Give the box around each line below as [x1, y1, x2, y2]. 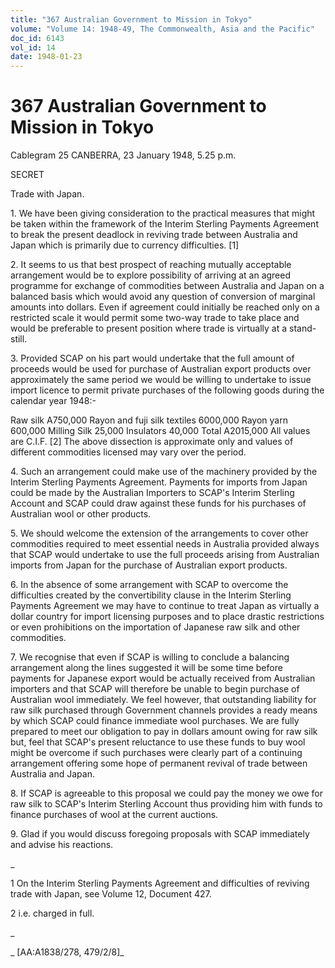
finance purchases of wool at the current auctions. [10, 809, 219, 821]
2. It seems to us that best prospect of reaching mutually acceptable [10, 259, 292, 271]
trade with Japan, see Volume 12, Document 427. [10, 888, 212, 900]
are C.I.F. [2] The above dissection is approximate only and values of [10, 436, 294, 448]
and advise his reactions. [10, 839, 114, 851]
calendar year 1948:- [10, 395, 97, 407]
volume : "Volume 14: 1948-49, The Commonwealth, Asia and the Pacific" [10, 24, 315, 34]
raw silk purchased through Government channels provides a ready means [10, 704, 318, 716]
